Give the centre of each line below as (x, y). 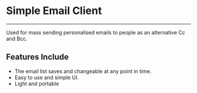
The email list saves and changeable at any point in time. (83, 71)
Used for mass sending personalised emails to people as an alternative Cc (96, 32)
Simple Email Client (54, 11)
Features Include (38, 57)
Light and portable (37, 84)
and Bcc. (17, 39)
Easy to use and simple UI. (47, 77)
